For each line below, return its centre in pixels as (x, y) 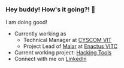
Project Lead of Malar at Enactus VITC (70, 46)
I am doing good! (26, 22)
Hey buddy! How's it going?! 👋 (51, 9)
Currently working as (40, 34)
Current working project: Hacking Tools (63, 53)
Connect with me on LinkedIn (50, 59)
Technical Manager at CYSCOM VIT (67, 40)
